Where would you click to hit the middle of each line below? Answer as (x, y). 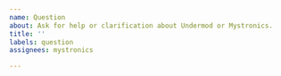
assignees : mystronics (51, 50)
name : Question (37, 17)
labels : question (41, 42)
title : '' (28, 34)
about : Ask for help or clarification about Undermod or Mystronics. (141, 26)
